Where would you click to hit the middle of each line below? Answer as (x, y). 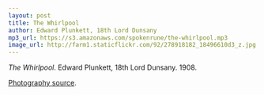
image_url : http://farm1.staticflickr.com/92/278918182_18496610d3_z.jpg (132, 45)
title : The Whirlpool (44, 23)
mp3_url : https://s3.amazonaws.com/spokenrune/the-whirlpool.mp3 (118, 38)
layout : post (30, 15)
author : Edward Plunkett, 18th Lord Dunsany (83, 30)
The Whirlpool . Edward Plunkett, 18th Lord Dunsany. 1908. (103, 67)
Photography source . (42, 83)
